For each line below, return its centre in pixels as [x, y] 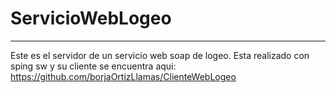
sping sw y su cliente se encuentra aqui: [93, 66]
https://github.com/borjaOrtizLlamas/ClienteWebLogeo [123, 76]
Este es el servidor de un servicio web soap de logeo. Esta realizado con [160, 55]
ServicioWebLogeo [91, 18]
